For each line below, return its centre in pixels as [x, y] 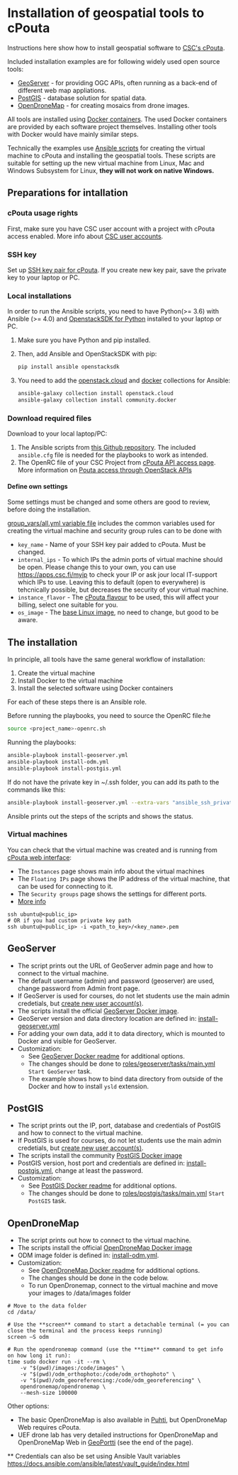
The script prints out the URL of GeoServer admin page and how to [115, 966]
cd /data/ [22, 1313]
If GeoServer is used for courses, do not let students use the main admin [124, 995]
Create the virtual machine [56, 673]
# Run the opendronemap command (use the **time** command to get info [115, 1349]
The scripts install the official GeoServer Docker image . [98, 1011]
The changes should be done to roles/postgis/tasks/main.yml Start [126, 1193]
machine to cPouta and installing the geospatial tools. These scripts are [112, 155]
